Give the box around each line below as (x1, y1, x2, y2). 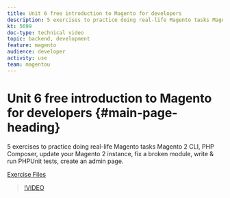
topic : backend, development (7, 36, 90, 42)
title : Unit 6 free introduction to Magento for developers (7, 10, 183, 17)
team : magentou (7, 61, 51, 68)
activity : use (7, 55, 48, 62)
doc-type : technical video (7, 29, 84, 36)
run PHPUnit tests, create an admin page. (7, 157, 124, 165)
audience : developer (7, 49, 66, 55)
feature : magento (7, 42, 57, 49)
